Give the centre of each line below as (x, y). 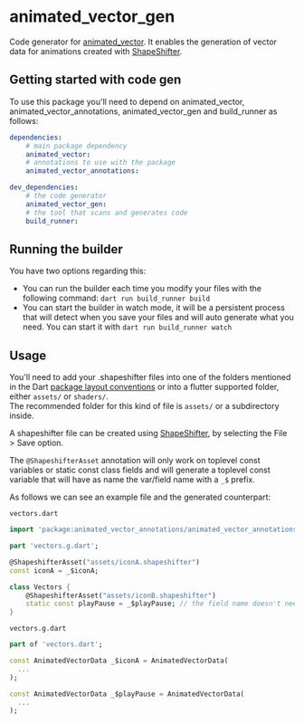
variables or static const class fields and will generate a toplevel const (140, 470)
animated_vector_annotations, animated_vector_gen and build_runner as (143, 111)
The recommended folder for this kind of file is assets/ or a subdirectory (144, 406)
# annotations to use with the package (101, 163)
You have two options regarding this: (78, 271)
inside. (22, 416)
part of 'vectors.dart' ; (56, 644)
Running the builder (66, 249)
